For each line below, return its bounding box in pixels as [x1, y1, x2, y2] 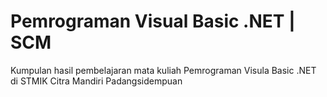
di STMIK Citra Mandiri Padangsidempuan [10, 75, 183, 87]
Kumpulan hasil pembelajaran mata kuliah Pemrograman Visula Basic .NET [10, 64, 317, 76]
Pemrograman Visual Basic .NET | [10, 10, 296, 33]
